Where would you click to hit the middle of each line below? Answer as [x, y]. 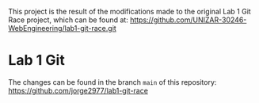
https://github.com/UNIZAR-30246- [188, 20]
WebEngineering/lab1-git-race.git [62, 28]
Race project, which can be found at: [68, 20]
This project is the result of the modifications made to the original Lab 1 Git [129, 11]
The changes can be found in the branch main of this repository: [112, 82]
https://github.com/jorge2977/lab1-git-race [78, 90]
